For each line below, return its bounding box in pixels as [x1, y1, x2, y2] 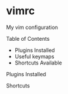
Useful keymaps [14, 53, 54, 60]
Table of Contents [6, 35, 50, 42]
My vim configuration [6, 24, 58, 31]
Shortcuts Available [14, 59, 62, 66]
